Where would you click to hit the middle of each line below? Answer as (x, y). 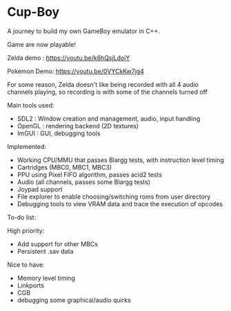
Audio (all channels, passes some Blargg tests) (83, 182)
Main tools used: (31, 105)
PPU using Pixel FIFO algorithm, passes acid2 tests (90, 174)
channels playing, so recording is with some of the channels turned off (108, 92)
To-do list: (22, 217)
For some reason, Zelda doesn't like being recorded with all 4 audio (103, 84)
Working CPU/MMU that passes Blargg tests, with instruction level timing (120, 160)
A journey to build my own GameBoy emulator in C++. (83, 31)
